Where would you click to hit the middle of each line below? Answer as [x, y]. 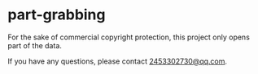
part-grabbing [57, 15]
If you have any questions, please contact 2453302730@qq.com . [118, 61]
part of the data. [35, 45]
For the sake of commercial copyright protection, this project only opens [129, 37]
